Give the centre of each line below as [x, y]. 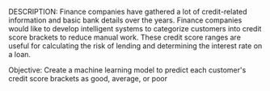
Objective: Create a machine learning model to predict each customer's [127, 70]
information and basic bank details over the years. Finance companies [125, 20]
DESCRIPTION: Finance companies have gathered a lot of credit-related [128, 12]
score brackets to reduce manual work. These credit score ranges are [124, 37]
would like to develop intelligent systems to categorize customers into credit [135, 29]
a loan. [19, 54]
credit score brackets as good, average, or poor [88, 79]
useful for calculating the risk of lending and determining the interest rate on [135, 46]
